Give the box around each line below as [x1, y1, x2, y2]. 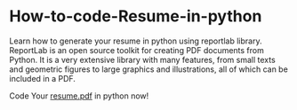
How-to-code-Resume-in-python [9, 6, 262, 27]
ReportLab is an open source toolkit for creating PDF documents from [9, 44, 265, 55]
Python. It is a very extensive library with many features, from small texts [9, 54, 276, 65]
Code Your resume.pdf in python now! [9, 90, 149, 101]
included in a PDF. [9, 73, 76, 83]
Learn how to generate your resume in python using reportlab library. [9, 35, 262, 46]
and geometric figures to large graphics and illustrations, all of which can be [9, 64, 289, 75]
